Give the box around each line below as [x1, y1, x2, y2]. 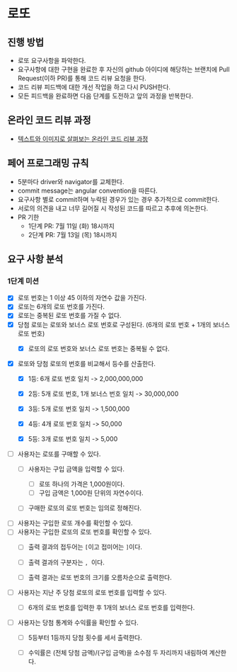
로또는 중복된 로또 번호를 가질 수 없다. [17, 312, 122, 320]
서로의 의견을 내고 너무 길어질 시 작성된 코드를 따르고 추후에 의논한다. [17, 204, 209, 212]
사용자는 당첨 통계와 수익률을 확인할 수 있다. [17, 618, 139, 627]
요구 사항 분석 [7, 254, 64, 266]
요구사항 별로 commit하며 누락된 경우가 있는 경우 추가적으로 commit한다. [17, 195, 220, 203]
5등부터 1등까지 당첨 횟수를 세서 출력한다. [28, 633, 143, 642]
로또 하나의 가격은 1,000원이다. [38, 480, 125, 489]
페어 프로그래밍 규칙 [7, 157, 89, 169]
